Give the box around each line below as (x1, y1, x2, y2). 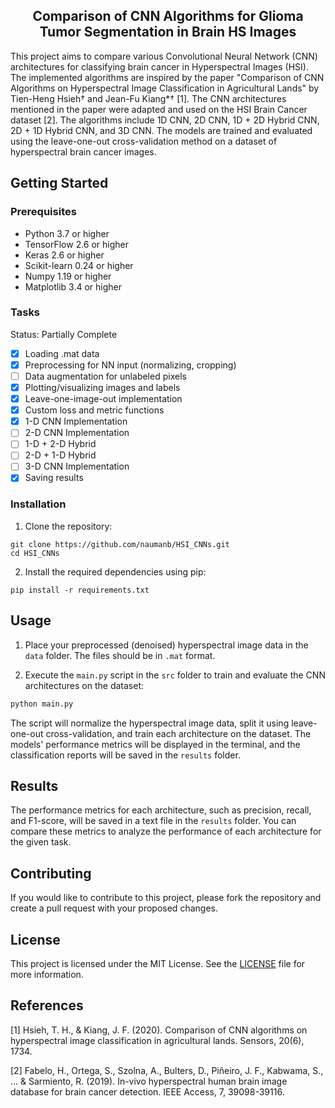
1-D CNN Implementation (24, 415, 128, 428)
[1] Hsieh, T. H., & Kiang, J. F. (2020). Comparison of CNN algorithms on (10, 1024, 308, 1036)
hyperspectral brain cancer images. (10, 145, 157, 158)
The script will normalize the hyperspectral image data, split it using (10, 717, 290, 729)
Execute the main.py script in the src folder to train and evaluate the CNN (24, 669, 326, 681)
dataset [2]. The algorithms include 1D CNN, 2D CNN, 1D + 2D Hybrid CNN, (10, 114, 320, 126)
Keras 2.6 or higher (24, 249, 105, 261)
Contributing (10, 865, 92, 882)
